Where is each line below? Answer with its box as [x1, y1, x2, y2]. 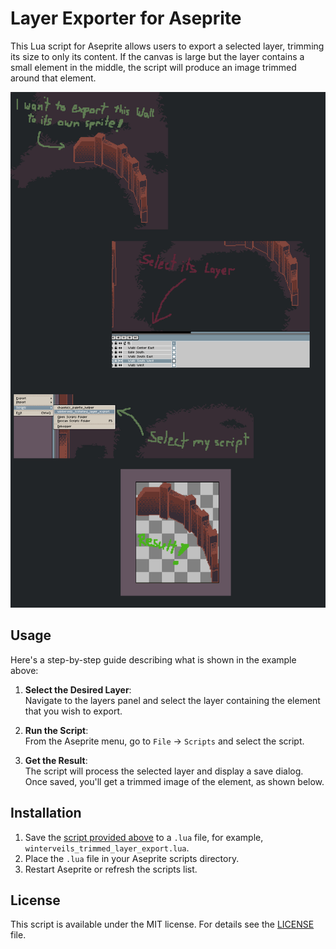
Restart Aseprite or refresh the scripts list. [24, 863, 198, 875]
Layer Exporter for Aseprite [10, 7, 242, 30]
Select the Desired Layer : [24, 683, 132, 696]
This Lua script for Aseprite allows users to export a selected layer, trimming [10, 40, 325, 52]
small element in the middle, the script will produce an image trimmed [10, 61, 297, 73]
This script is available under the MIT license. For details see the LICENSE [10, 918, 315, 931]
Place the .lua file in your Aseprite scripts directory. [24, 852, 240, 864]
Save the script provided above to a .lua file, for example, [24, 831, 264, 843]
